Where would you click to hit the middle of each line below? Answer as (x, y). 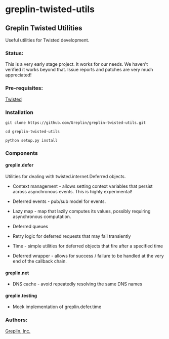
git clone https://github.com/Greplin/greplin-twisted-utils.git (75, 122)
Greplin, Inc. (18, 331)
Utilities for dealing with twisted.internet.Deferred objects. (66, 177)
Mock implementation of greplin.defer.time (57, 307)
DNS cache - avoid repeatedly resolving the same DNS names (77, 284)
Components (22, 153)
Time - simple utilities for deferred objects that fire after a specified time (88, 246)
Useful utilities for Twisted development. (47, 40)
